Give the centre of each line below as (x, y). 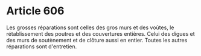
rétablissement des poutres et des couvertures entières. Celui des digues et (101, 33)
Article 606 (35, 11)
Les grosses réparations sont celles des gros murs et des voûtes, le (90, 27)
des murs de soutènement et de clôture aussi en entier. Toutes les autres (97, 40)
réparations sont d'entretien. (42, 46)
